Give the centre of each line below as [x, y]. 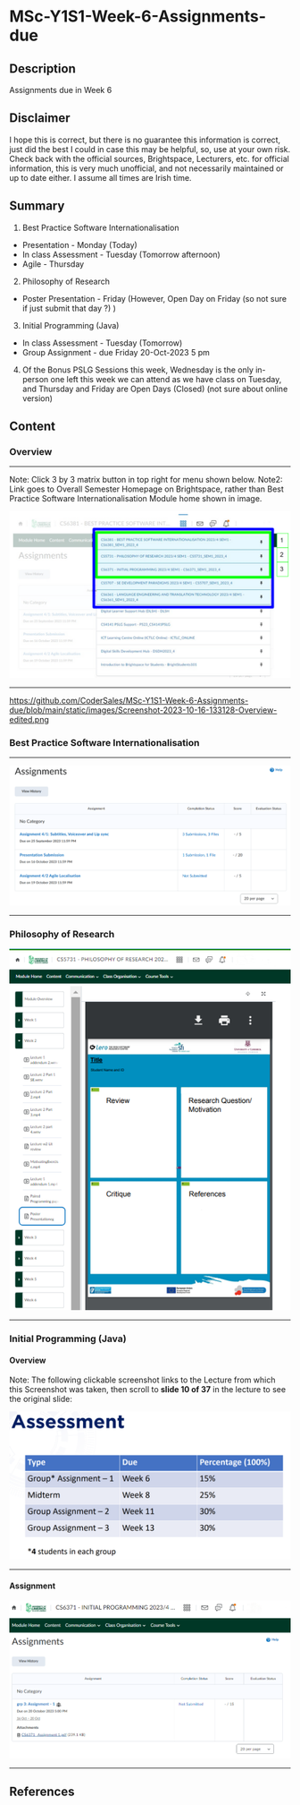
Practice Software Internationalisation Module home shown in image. [136, 499]
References [42, 1792]
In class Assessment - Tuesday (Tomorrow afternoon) [121, 254]
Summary [37, 206]
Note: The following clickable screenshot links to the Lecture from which [142, 1380]
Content [33, 427]
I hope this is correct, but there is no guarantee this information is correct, [145, 140]
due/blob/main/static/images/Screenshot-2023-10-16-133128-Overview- [143, 710]
